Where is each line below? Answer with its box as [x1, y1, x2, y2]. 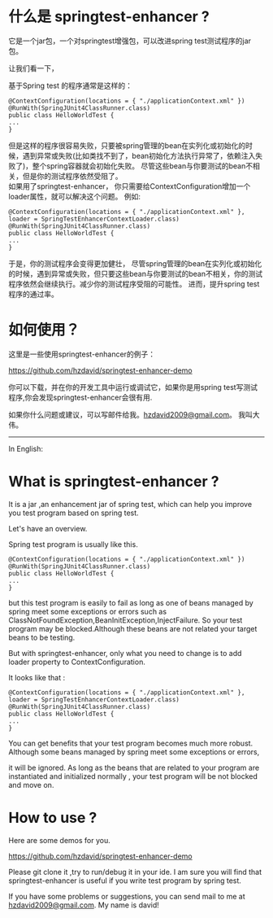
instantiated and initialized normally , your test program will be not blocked [8, 771, 258, 781]
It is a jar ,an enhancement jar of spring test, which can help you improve [8, 499, 253, 509]
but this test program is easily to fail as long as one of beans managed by [8, 597, 253, 607]
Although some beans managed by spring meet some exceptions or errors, [8, 746, 260, 757]
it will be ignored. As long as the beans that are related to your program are [8, 763, 260, 772]
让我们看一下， [8, 63, 58, 73]
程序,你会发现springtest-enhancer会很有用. [8, 392, 153, 402]
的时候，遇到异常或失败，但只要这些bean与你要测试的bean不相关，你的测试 [8, 269, 263, 278]
